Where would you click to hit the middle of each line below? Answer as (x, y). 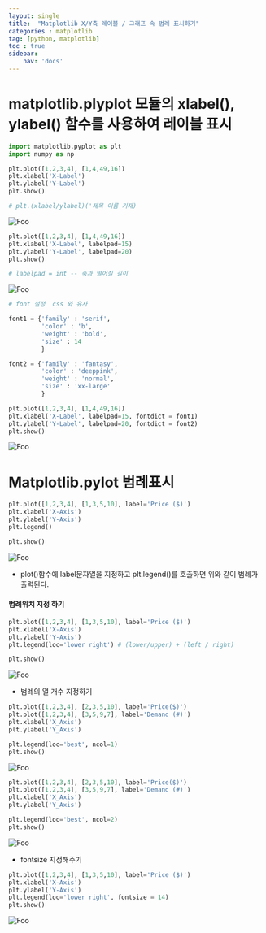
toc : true (27, 46)
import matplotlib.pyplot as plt (65, 146)
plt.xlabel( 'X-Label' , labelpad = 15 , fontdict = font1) (103, 416)
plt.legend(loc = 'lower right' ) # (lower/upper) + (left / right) (121, 644)
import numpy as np (41, 154)
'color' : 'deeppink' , (79, 371)
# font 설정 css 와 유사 (48, 304)
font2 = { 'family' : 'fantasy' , (63, 364)
